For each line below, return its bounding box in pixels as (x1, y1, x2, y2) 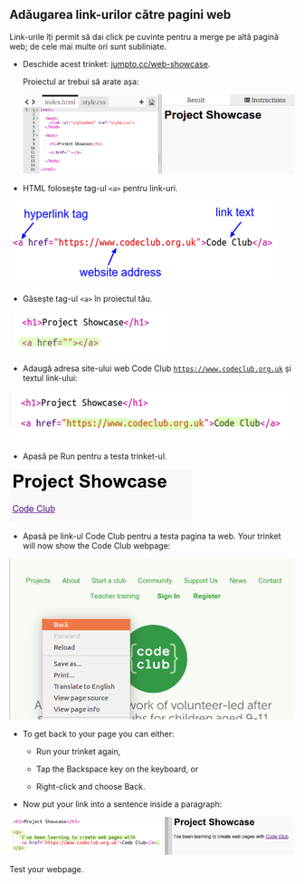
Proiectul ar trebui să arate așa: (22, 76, 139, 87)
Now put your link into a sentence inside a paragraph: (22, 798, 223, 810)
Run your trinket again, (35, 745, 121, 756)
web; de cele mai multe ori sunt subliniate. (9, 41, 167, 52)
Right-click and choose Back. (35, 781, 146, 792)
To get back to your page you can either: (22, 728, 175, 739)
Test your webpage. (9, 864, 84, 875)
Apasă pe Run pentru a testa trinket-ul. (22, 451, 167, 461)
